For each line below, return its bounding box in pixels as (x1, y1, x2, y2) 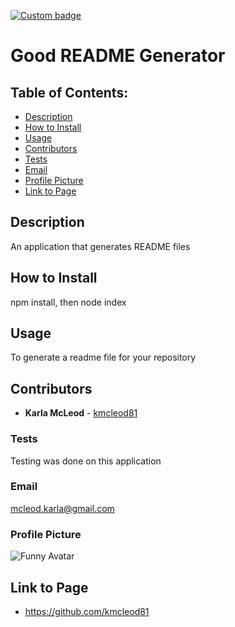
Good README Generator (10, 45, 226, 67)
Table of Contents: (10, 84, 129, 101)
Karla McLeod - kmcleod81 (24, 407, 138, 419)
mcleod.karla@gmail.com (10, 502, 115, 514)
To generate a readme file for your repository (10, 351, 197, 364)
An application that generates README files (10, 240, 191, 252)
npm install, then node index (10, 296, 127, 308)
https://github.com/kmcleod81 (24, 605, 150, 617)
